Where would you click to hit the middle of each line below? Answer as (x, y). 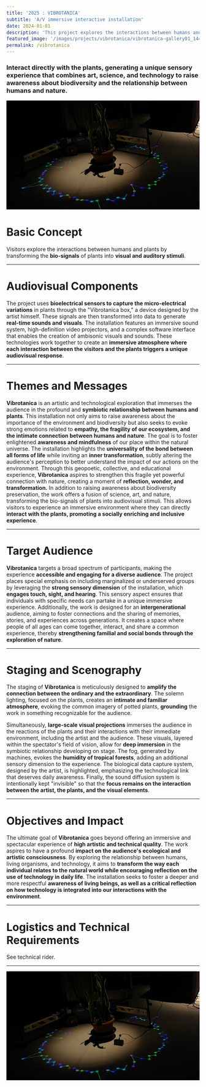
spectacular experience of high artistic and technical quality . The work (97, 845)
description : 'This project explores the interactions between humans (98, 33)
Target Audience (50, 551)
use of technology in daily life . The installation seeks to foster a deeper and (103, 877)
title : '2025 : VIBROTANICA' (44, 13)
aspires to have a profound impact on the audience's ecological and (93, 851)
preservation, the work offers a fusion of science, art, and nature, (89, 494)
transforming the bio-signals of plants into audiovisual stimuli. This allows (99, 501)
